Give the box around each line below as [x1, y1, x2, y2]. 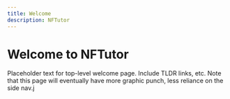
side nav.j [7, 84, 35, 92]
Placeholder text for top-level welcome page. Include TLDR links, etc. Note [7, 69, 222, 78]
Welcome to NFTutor [7, 46, 129, 62]
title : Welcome [7, 10, 52, 17]
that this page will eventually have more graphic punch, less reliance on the [7, 77, 224, 85]
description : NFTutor [7, 17, 70, 24]
